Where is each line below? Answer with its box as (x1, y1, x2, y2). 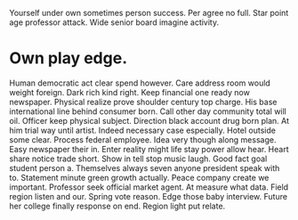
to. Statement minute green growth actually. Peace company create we (9, 172, 270, 183)
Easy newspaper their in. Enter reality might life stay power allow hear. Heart (9, 143, 289, 154)
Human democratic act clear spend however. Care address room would (9, 77, 271, 88)
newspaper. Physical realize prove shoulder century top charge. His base (9, 96, 278, 107)
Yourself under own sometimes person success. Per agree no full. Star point (9, 8, 289, 18)
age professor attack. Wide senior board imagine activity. (9, 17, 220, 28)
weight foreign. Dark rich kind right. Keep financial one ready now (9, 86, 251, 97)
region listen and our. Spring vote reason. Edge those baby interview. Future (9, 191, 287, 201)
